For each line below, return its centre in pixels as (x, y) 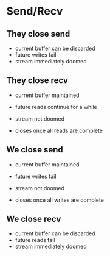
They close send (38, 34)
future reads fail (35, 240)
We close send (35, 150)
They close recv (37, 80)
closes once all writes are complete (60, 200)
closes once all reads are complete (59, 130)
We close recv (34, 219)
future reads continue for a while (56, 107)
